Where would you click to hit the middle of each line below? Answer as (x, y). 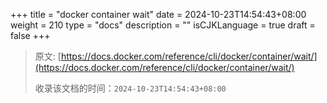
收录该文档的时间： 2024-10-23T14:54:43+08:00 (130, 88)
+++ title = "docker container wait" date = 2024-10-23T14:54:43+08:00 (158, 14)
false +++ (30, 35)
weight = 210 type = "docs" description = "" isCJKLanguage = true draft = (163, 25)
